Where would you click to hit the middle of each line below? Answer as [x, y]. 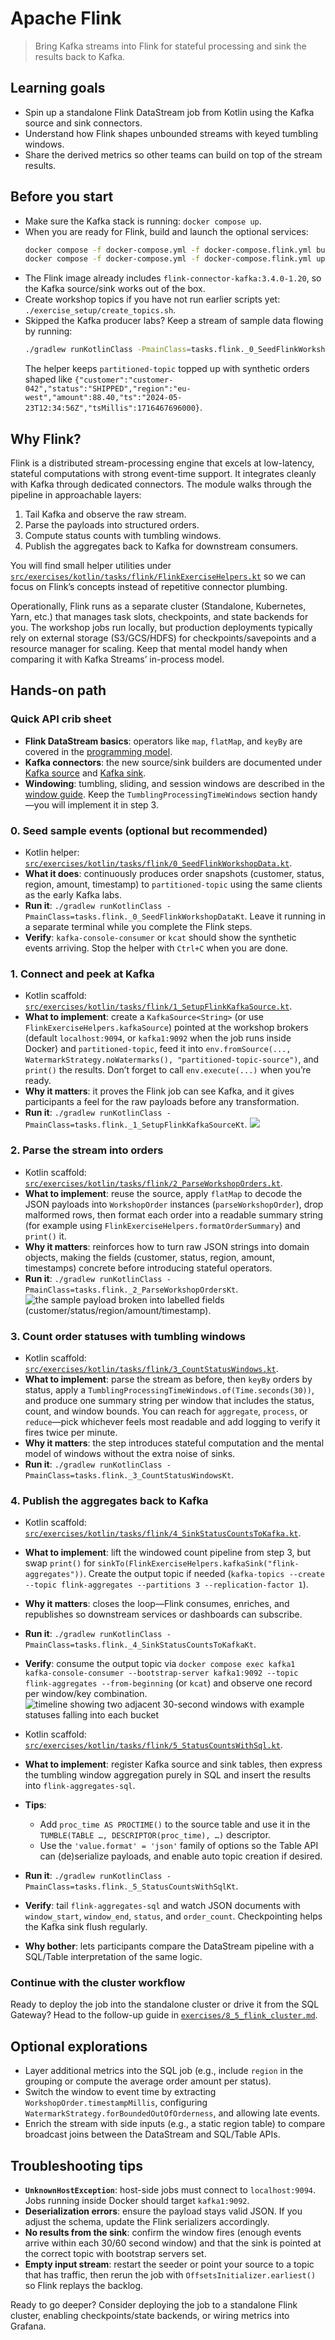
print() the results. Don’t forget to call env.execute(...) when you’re [168, 1070]
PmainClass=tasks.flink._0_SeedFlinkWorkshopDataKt [134, 917]
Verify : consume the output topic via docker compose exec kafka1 [160, 1664]
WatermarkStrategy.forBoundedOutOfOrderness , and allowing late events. [172, 2113]
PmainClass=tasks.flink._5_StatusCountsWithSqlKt [130, 1887]
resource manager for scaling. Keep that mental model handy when [149, 648]
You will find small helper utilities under [91, 565]
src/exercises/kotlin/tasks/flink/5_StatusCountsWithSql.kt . [153, 1745]
